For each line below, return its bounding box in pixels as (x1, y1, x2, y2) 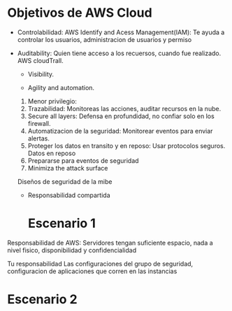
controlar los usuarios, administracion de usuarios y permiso (17, 35, 192, 43)
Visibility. (27, 70, 55, 78)
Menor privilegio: (27, 96, 77, 106)
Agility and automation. (27, 83, 95, 92)
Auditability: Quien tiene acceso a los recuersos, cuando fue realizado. (17, 49, 222, 57)
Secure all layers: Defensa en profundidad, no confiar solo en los (27, 112, 215, 120)
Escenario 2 (7, 291, 78, 308)
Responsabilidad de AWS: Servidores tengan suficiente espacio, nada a (7, 238, 213, 247)
